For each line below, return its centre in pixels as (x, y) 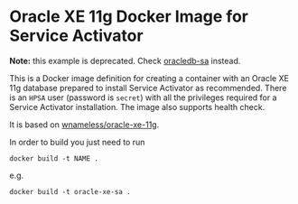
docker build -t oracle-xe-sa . (70, 191)
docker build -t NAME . (54, 158)
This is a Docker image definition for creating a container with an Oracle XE (149, 78)
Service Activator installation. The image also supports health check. (137, 107)
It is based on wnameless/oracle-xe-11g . (84, 125)
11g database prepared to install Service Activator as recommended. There (148, 88)
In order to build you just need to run (77, 142)
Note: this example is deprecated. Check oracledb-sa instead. (125, 60)
